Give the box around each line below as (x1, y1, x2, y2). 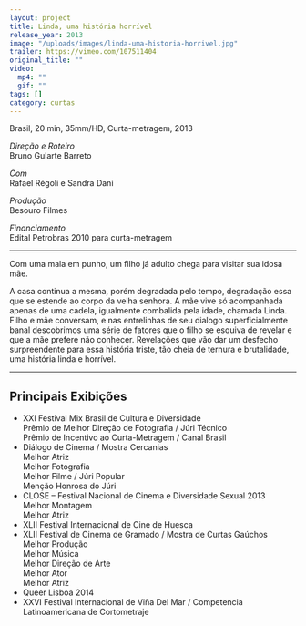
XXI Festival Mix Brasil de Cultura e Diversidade (22, 413, 202, 424)
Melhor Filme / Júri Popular (22, 471, 125, 482)
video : (9, 65, 35, 74)
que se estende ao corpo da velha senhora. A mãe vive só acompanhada (9, 295, 284, 306)
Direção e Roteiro (9, 140, 76, 151)
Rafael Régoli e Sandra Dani (9, 178, 114, 189)
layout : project (9, 13, 71, 23)
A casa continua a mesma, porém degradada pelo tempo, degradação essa (9, 286, 292, 297)
